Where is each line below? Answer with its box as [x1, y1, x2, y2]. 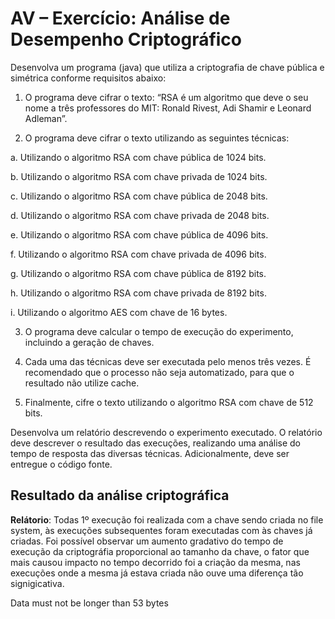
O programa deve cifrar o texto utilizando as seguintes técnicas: [24, 132, 290, 144]
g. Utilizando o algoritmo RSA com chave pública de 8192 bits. [10, 267, 267, 279]
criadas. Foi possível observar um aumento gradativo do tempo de [10, 535, 284, 547]
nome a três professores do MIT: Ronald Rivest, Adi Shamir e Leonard [24, 102, 312, 114]
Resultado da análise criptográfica [10, 487, 230, 504]
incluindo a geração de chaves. [24, 336, 155, 348]
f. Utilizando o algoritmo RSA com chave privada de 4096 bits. [10, 248, 267, 260]
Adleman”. [24, 112, 68, 124]
